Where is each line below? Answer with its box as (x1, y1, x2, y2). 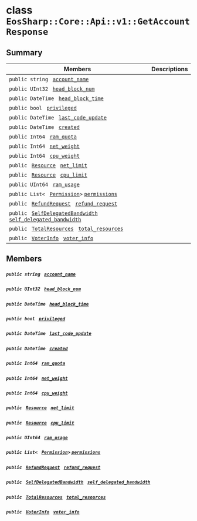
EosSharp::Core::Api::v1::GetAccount (6, 16, 191, 27)
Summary (6, 48, 43, 58)
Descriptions (151, 65, 188, 73)
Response (6, 26, 49, 38)
